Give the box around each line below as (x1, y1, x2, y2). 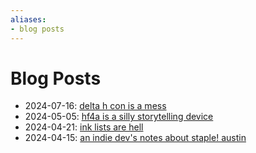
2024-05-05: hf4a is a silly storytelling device (24, 111, 214, 123)
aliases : (10, 14, 47, 25)
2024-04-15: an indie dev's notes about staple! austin (24, 132, 247, 144)
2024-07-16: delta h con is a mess (24, 100, 167, 112)
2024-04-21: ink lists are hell (24, 121, 144, 133)
